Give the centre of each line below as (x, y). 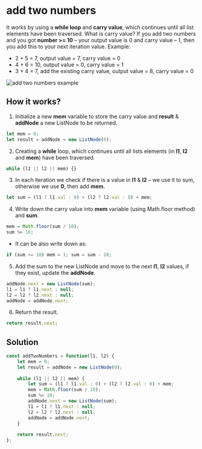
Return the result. (36, 312)
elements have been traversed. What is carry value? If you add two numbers (101, 33)
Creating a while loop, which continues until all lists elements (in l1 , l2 (101, 151)
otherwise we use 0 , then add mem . (60, 186)
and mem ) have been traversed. (55, 157)
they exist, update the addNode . (55, 273)
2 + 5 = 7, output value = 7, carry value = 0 (68, 58)
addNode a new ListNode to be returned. (66, 123)
